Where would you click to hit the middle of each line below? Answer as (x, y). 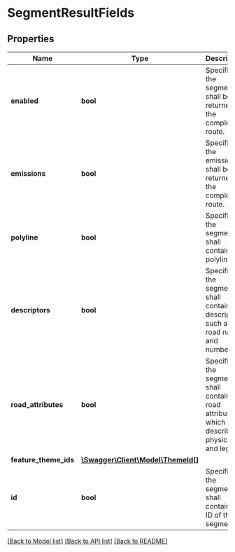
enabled (24, 101)
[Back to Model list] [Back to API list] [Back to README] (87, 541)
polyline (24, 237)
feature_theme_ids (43, 460)
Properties (31, 39)
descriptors (30, 310)
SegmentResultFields (71, 13)
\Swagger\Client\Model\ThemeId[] (140, 460)
